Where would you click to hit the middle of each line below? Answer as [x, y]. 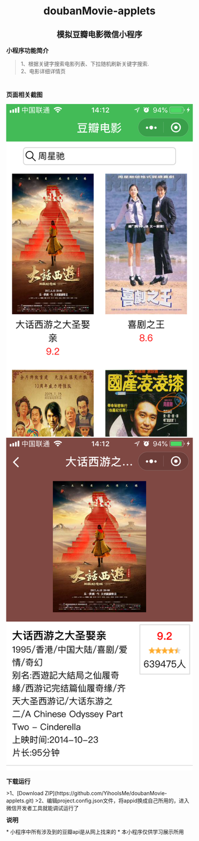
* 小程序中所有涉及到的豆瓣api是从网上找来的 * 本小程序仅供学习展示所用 [95, 832]
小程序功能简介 [28, 50]
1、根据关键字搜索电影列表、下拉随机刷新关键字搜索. [85, 64]
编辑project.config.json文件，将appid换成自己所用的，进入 [118, 801]
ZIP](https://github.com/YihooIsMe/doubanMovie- [106, 793]
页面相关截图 [25, 95]
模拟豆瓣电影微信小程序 [99, 34]
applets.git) [20, 801]
